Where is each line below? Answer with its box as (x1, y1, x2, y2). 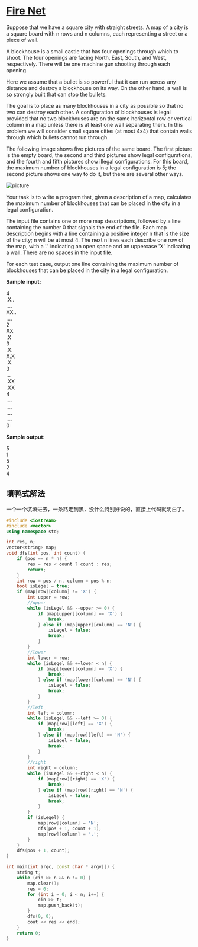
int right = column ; (27, 765, 78, 771)
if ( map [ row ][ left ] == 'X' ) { (37, 721, 112, 727)
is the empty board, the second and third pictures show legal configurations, (6, 151, 193, 158)
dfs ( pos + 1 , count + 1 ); (37, 826, 102, 831)
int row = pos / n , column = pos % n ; (17, 578, 112, 584)
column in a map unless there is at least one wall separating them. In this (6, 121, 183, 128)
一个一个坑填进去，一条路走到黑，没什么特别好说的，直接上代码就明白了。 (6, 506, 187, 513)
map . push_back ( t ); (37, 903, 83, 908)
